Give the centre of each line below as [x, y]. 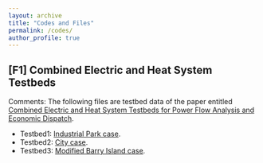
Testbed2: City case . [54, 142]
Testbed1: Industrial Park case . [70, 134]
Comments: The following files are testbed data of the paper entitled [120, 102]
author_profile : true [44, 38]
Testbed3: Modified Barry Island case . [82, 151]
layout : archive [35, 16]
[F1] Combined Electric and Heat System [110, 70]
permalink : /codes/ [41, 30]
